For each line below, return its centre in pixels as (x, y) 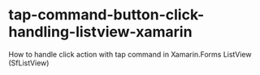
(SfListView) (29, 63)
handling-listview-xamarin (100, 32)
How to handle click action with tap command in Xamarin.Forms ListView (130, 54)
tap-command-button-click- (106, 15)
